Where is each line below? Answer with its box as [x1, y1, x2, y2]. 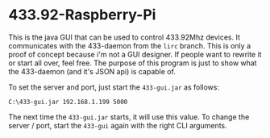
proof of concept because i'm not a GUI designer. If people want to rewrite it [8, 49, 262, 59]
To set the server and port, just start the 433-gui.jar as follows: [8, 82, 220, 92]
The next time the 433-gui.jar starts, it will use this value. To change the [8, 111, 250, 122]
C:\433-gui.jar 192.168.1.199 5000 [8, 98, 128, 106]
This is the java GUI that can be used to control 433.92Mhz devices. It [8, 32, 240, 42]
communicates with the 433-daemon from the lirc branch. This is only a [8, 40, 251, 50]
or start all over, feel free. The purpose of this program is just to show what [8, 58, 257, 68]
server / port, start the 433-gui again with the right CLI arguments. [8, 120, 227, 130]
